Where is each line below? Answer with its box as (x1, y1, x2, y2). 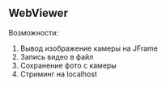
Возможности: (8, 27, 59, 37)
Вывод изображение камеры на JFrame (19, 43, 159, 53)
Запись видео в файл (19, 52, 94, 61)
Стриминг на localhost (19, 68, 97, 79)
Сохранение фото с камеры (19, 60, 117, 70)
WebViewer (8, 6, 69, 20)
